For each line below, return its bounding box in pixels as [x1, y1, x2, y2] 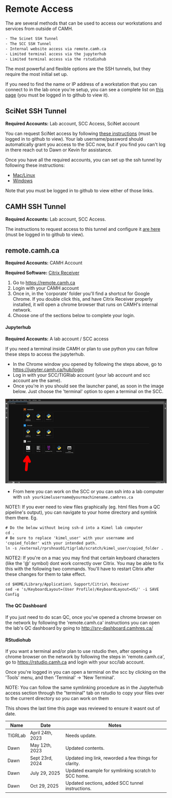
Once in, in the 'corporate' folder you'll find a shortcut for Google [12, 290, 150, 297]
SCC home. [65, 773, 90, 779]
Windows [12, 178, 33, 184]
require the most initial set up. [5, 71, 68, 77]
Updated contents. [65, 745, 105, 751]
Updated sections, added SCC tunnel [65, 780, 143, 786]
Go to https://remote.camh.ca [12, 280, 75, 286]
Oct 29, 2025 [30, 783, 59, 789]
